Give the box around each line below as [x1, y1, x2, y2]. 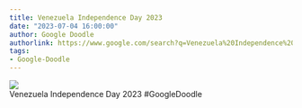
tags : [9, 47, 30, 56]
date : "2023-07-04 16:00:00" [9, 22, 119, 31]
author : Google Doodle [9, 30, 94, 39]
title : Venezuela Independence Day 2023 [9, 13, 164, 22]
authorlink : [9, 38, 54, 48]
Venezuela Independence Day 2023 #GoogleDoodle [9, 89, 202, 99]
